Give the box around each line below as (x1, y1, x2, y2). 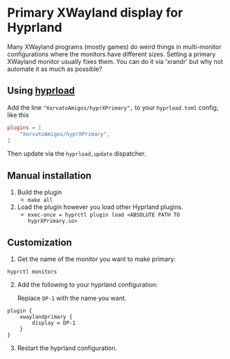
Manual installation (7, 169, 92, 181)
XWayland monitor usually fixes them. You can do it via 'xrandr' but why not (7, 57, 224, 65)
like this (7, 110, 29, 119)
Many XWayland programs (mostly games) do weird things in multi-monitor (7, 42, 222, 51)
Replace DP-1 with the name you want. (17, 294, 127, 302)
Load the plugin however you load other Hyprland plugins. (17, 203, 184, 211)
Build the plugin (17, 188, 62, 197)
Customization (7, 236, 73, 248)
